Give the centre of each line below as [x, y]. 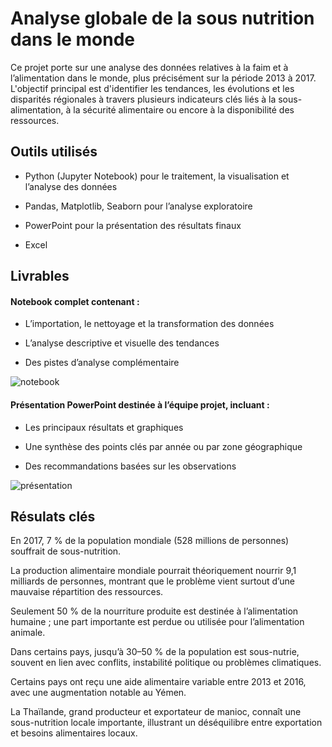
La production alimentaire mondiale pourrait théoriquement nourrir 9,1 [153, 571]
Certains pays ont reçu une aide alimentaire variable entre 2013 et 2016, [158, 682]
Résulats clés [53, 516]
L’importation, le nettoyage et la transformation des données [149, 324]
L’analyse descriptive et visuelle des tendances [122, 343]
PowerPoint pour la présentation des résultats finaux [133, 225]
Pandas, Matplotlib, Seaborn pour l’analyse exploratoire [138, 206]
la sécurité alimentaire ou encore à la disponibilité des [184, 109]
